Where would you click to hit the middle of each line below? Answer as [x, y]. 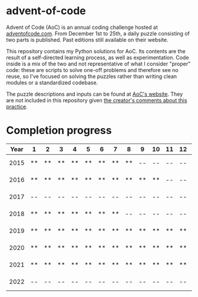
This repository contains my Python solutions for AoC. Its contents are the [96, 51]
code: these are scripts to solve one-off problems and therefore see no [92, 70]
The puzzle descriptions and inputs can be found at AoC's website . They [95, 94]
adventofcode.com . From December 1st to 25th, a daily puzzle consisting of [98, 33]
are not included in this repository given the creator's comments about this [97, 100]
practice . [17, 106]
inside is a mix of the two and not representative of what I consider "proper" [98, 64]
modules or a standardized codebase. [52, 82]
